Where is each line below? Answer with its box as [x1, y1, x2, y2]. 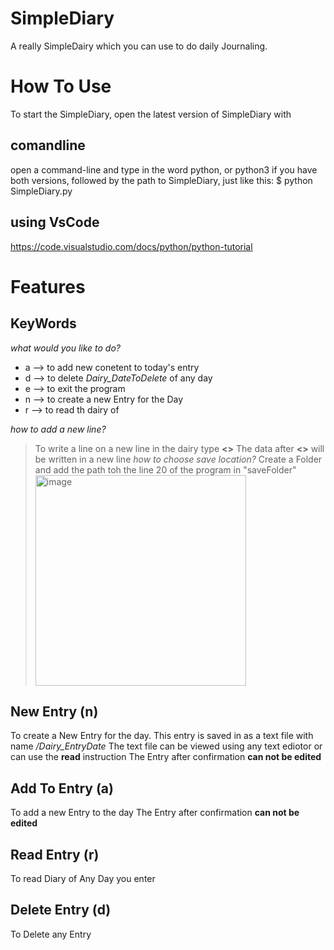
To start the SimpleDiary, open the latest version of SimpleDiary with [10, 108, 292, 120]
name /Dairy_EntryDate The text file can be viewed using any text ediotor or [10, 740, 323, 752]
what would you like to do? [10, 342, 121, 354]
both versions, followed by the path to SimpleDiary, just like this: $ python [10, 174, 313, 186]
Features [10, 275, 86, 298]
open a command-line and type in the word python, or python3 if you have [10, 163, 318, 176]
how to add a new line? [10, 423, 107, 435]
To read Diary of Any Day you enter [10, 872, 156, 884]
